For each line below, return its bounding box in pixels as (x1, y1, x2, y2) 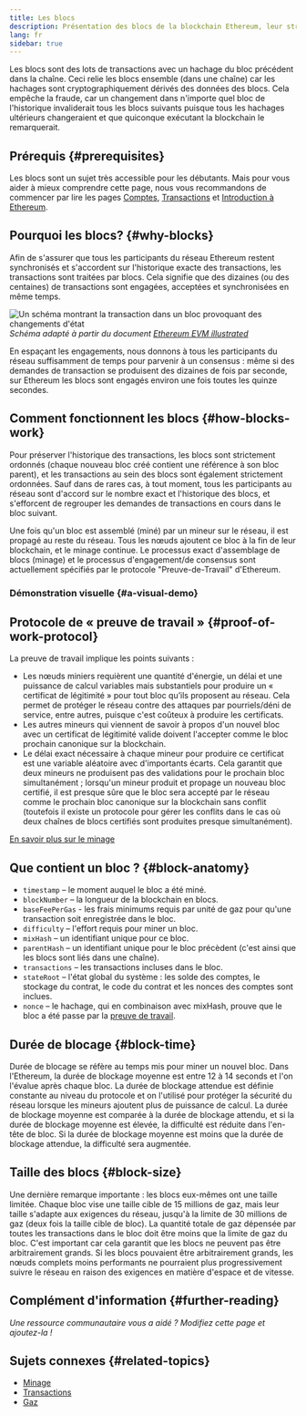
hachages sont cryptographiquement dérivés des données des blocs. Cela (9, 83, 290, 94)
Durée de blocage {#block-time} (9, 1037, 197, 1052)
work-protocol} (9, 629, 98, 644)
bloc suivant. (9, 507, 57, 518)
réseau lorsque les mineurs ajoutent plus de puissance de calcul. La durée (9, 1100, 289, 1111)
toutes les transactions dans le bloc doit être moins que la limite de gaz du (9, 1227, 289, 1238)
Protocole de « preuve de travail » (9, 615, 205, 630)
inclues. (22, 991, 53, 1002)
